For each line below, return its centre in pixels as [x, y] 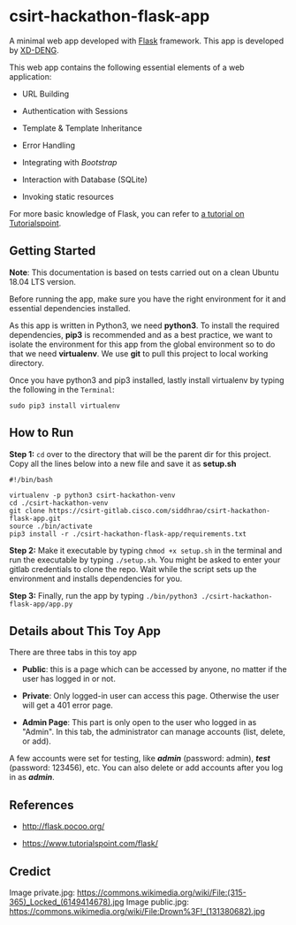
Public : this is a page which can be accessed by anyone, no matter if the [154, 669]
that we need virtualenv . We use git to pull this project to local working [139, 353]
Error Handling [49, 145]
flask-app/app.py [41, 604]
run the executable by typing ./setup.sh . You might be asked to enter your [145, 560]
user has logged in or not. [69, 679]
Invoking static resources [68, 196]
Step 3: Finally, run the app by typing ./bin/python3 [103, 595]
